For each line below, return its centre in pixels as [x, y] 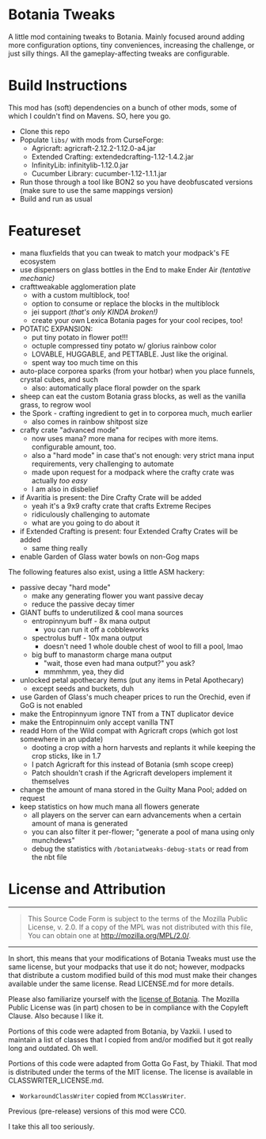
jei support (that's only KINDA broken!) [95, 312]
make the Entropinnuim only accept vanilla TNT [97, 722]
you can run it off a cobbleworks [96, 629]
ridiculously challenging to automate [91, 514]
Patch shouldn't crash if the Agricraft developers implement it [132, 772]
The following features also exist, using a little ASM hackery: [106, 571]
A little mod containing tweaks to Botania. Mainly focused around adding [127, 37]
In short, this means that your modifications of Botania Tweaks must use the [132, 958]
